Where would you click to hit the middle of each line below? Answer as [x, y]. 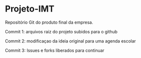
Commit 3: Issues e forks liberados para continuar [55, 50]
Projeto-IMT [30, 9]
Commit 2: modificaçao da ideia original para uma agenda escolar [70, 41]
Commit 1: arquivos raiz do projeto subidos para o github [61, 31]
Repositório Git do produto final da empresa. [49, 22]
